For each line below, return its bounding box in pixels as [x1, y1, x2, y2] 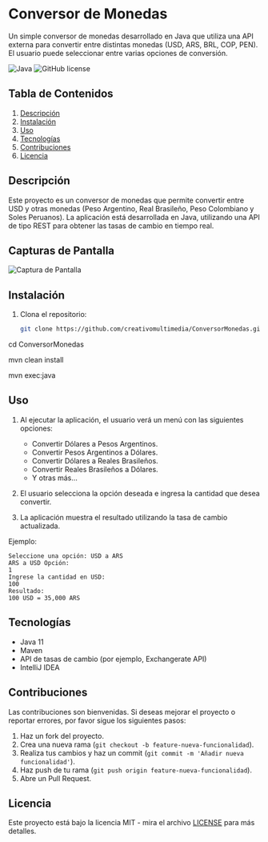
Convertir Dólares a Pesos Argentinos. [31, 439, 158, 448]
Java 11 [19, 637, 44, 647]
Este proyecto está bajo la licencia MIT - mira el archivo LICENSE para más [8, 818, 255, 828]
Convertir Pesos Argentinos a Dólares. [31, 447, 158, 457]
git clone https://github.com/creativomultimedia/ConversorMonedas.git [19, 325, 264, 333]
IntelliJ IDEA [19, 662, 60, 672]
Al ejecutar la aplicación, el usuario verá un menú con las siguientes [19, 415, 244, 424]
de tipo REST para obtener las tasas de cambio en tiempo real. [8, 221, 214, 231]
